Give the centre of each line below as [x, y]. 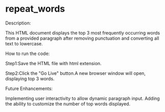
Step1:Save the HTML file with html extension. [53, 63]
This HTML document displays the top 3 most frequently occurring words [82, 33]
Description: [18, 23]
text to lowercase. [24, 43]
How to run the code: [28, 53]
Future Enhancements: [29, 88]
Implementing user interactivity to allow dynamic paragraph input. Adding [82, 98]
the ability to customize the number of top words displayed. [68, 104]
